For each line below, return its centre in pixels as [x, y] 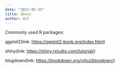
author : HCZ [17, 18]
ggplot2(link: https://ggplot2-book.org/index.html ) [55, 42]
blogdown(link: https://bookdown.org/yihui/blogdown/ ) [60, 61]
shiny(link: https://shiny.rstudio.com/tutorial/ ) [50, 51]
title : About [18, 14]
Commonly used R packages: [35, 33]
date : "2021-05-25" [25, 9]
